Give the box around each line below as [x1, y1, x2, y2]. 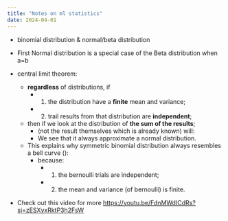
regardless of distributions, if [27, 83, 111, 91]
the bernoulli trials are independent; [58, 170, 159, 179]
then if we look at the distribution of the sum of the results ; [27, 119, 196, 127]
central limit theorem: [16, 70, 78, 78]
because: [37, 156, 64, 164]
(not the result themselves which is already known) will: [37, 127, 195, 135]
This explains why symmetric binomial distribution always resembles [27, 141, 222, 149]
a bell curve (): [27, 149, 69, 157]
